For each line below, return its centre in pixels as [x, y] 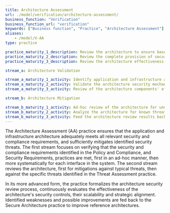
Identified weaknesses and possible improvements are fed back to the [78, 200]
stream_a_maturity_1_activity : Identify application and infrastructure [83, 80]
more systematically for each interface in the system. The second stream [81, 163]
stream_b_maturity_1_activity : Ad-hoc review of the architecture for [81, 107]
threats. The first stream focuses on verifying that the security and [75, 147]
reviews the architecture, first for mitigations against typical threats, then [81, 169]
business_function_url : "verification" [47, 24]
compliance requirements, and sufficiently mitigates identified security [79, 142]
